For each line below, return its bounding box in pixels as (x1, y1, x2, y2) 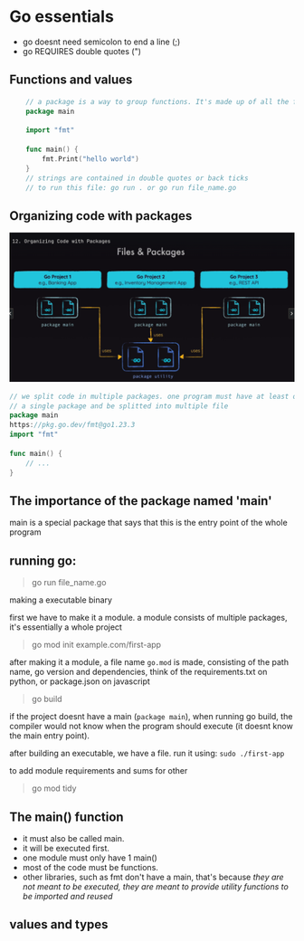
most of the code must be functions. (22, 861, 158, 872)
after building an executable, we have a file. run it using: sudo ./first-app (9, 748, 285, 759)
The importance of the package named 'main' (9, 493, 273, 509)
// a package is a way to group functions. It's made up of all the (25, 97, 290, 106)
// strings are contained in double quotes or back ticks (25, 174, 249, 183)
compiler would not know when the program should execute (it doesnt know (9, 721, 294, 732)
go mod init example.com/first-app (31, 640, 161, 651)
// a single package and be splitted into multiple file (9, 401, 229, 411)
